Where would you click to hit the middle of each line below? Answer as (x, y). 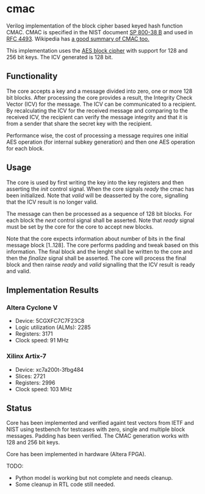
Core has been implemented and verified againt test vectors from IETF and (100, 423)
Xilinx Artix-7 (27, 356)
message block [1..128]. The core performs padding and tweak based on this (103, 245)
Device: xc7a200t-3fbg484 (49, 369)
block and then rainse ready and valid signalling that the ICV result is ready (101, 264)
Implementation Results (52, 290)
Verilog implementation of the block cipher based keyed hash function (95, 26)
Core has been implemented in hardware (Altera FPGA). (76, 454)
